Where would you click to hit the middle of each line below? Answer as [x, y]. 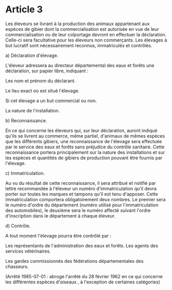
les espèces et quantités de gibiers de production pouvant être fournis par [84, 158]
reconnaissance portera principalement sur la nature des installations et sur [85, 152]
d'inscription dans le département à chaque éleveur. [60, 216]
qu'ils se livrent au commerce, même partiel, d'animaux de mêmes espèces [85, 136]
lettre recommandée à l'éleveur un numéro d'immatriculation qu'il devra [81, 188]
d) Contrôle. [18, 226]
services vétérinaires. [28, 251]
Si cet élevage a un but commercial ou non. [51, 101]
